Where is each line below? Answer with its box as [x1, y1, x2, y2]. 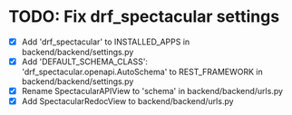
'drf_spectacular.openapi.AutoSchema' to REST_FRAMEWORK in [21, 66, 264, 78]
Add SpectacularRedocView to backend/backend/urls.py [21, 96, 234, 107]
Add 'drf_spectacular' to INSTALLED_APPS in [21, 36, 190, 47]
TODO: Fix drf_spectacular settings [8, 6, 280, 27]
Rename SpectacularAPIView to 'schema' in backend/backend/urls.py [21, 86, 283, 97]
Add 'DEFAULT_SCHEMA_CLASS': [21, 56, 149, 67]
